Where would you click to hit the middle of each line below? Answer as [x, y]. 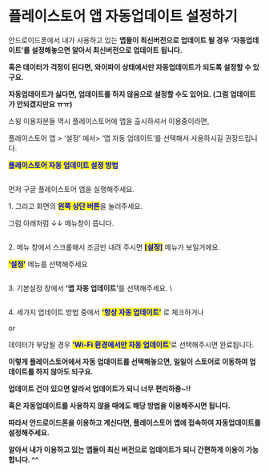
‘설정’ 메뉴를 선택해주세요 [48, 264]
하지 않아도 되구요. [64, 371]
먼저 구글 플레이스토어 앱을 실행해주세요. [71, 189]
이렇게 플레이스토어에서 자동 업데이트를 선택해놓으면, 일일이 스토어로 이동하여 [128, 362]
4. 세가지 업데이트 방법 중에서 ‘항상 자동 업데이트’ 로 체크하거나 [106, 312]
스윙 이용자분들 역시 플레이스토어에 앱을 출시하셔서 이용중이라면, [109, 121]
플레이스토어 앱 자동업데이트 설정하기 [123, 16]
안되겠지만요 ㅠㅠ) [44, 104]
